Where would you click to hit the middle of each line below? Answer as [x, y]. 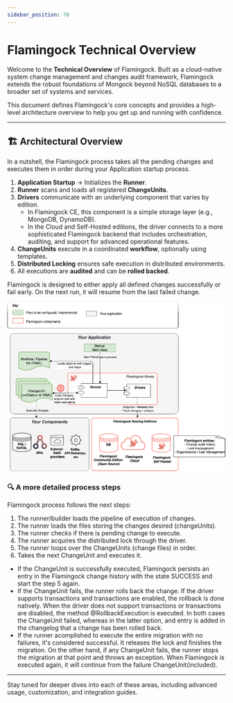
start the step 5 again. [49, 583]
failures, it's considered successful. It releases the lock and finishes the [119, 643]
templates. [32, 257]
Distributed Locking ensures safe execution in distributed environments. [121, 264]
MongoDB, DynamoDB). [62, 220]
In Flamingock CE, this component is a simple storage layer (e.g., [120, 212]
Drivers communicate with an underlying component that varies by [113, 197]
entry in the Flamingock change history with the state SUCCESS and [115, 576]
